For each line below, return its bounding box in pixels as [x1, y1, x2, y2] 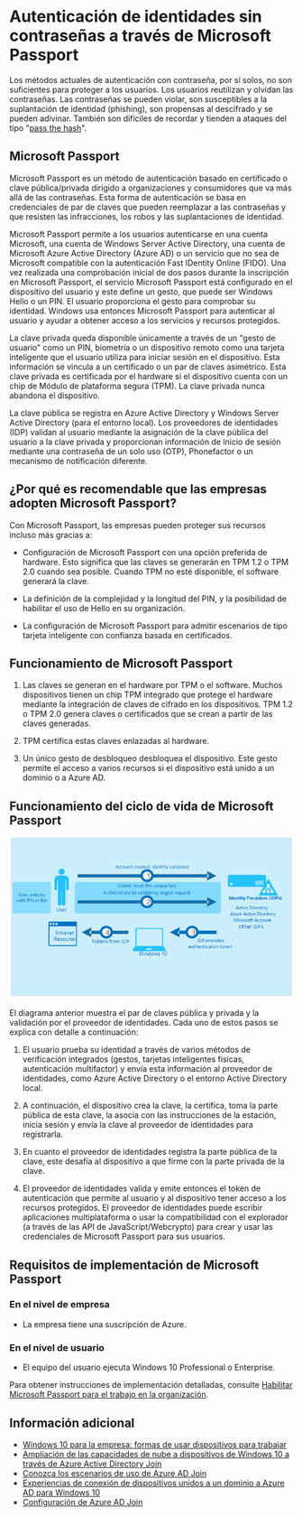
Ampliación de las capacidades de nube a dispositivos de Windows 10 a [22, 1448, 290, 1459]
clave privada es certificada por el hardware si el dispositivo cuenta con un [9, 370, 288, 381]
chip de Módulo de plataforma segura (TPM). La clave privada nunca [9, 380, 266, 391]
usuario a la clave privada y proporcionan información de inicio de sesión [9, 436, 281, 447]
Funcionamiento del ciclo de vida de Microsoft [9, 798, 274, 814]
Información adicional [9, 1415, 135, 1430]
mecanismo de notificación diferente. [9, 455, 148, 466]
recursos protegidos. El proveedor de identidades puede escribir [22, 1203, 263, 1214]
